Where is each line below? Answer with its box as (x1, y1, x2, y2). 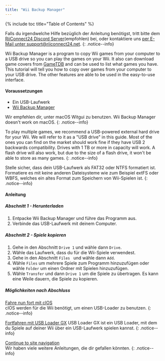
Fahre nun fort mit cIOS (5, 300, 53, 306)
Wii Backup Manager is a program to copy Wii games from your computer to (5, 50, 161, 56)
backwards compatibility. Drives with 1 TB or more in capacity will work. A (5, 144, 156, 150)
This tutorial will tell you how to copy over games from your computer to (5, 66, 152, 72)
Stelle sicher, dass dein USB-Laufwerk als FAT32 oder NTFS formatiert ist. (5, 164, 157, 171)
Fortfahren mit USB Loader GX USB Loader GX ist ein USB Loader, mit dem (5, 320, 157, 326)
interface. (5, 77, 25, 83)
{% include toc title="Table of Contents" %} (5, 21, 94, 27)
